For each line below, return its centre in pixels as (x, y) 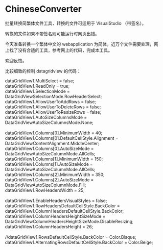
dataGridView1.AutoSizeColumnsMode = (46, 117)
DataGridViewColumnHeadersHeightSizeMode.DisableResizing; (69, 221)
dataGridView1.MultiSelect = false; (40, 81)
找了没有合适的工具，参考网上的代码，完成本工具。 (61, 50)
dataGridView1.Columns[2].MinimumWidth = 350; (55, 175)
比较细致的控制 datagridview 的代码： (43, 71)
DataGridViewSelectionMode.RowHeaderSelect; (54, 96)
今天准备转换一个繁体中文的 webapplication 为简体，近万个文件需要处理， (80, 44)
